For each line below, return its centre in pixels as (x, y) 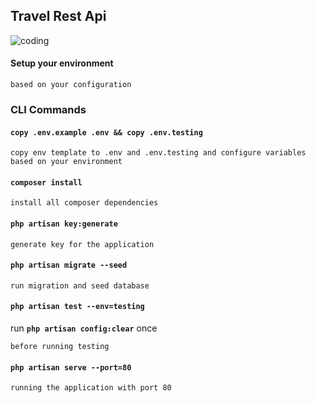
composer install (46, 182)
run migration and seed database (80, 285)
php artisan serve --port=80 (71, 367)
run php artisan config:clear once (84, 328)
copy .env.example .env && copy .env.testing (106, 132)
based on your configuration (71, 85)
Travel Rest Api (58, 16)
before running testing (60, 346)
